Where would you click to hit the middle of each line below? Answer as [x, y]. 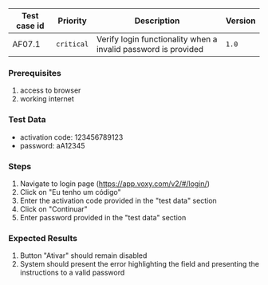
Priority [73, 21]
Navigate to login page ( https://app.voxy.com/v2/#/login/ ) [114, 184]
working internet [47, 99]
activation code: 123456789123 [71, 137]
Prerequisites [35, 73]
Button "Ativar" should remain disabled [83, 255]
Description [157, 21]
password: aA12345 [52, 145]
